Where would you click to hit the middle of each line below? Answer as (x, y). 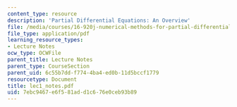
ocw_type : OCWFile (34, 53)
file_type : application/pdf (49, 33)
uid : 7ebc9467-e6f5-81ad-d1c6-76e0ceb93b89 (72, 92)
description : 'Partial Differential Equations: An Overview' (99, 20)
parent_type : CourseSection (49, 66)
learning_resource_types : (45, 40)
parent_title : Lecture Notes (50, 60)
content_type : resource (42, 14)
